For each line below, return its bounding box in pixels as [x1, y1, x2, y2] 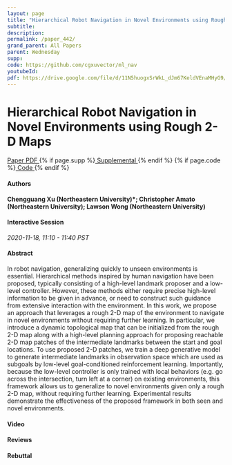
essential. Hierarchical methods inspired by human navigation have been [7, 272, 214, 280]
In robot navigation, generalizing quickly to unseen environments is [7, 264, 198, 273]
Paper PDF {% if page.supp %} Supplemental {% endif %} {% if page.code [7, 156, 221, 164]
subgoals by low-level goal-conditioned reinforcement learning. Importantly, [7, 360, 224, 368]
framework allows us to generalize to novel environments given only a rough [7, 381, 224, 390]
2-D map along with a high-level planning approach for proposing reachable [7, 330, 224, 339]
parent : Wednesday [7, 49, 60, 56]
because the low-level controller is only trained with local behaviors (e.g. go [7, 367, 223, 375]
